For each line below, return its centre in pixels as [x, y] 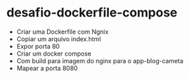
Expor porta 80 [38, 46]
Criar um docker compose [54, 54]
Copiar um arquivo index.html [59, 38]
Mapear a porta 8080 [47, 68]
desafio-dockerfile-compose [92, 13]
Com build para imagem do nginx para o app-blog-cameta [100, 60]
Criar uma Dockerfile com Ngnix [62, 32]
